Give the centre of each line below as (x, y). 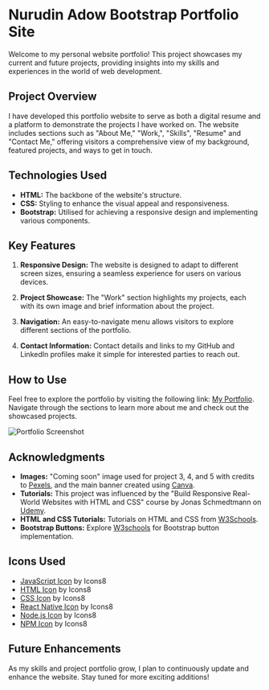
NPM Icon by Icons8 (53, 623)
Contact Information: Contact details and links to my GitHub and (127, 346)
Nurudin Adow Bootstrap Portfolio (124, 15)
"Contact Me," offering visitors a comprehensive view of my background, (129, 142)
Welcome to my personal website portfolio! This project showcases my (125, 54)
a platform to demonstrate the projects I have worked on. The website (124, 124)
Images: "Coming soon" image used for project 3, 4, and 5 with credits (137, 476)
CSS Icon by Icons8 (53, 598)
